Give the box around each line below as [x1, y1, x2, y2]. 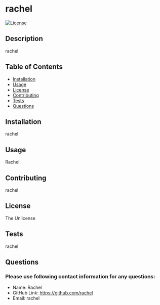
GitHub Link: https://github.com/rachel [12, 290, 93, 296]
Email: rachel [12, 295, 40, 301]
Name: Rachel [12, 284, 42, 291]
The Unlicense [5, 215, 35, 221]
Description [5, 34, 43, 43]
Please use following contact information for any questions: [5, 273, 155, 280]
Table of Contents [5, 63, 63, 71]
